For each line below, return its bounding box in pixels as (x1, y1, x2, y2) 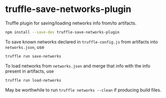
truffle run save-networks (5, 53, 61, 58)
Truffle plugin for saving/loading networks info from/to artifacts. (5, 20, 136, 26)
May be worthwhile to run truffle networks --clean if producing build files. (5, 86, 161, 93)
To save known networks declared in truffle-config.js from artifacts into (5, 38, 158, 44)
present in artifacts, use (5, 68, 54, 74)
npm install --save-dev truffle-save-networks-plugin (5, 29, 120, 34)
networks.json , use (5, 44, 44, 50)
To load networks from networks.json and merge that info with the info (5, 62, 150, 68)
